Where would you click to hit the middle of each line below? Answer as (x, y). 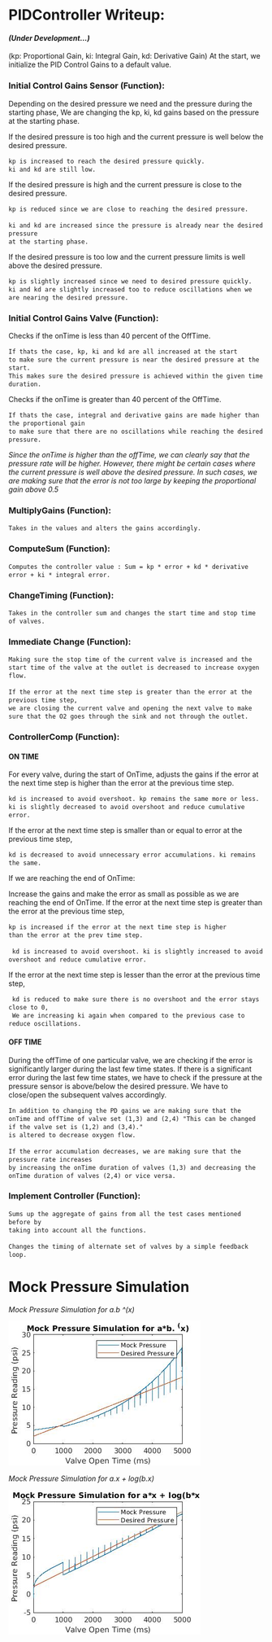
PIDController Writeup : (86, 15)
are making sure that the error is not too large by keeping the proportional (132, 480)
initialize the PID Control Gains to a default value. (90, 65)
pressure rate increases (50, 1159)
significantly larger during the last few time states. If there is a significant (130, 1069)
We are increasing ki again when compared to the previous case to (128, 1016)
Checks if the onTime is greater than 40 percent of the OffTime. (115, 399)
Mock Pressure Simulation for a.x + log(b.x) (81, 1478)
